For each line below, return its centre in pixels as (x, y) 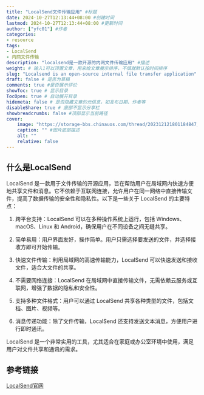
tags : (13, 46)
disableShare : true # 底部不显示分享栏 (53, 108)
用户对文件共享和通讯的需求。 (43, 349)
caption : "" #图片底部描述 (49, 130)
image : (25, 125)
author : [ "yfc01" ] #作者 (37, 29)
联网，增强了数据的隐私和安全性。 (58, 288)
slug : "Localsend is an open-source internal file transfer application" (102, 74)
